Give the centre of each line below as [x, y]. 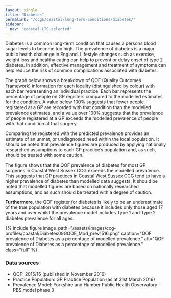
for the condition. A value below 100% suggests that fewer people [75, 102]
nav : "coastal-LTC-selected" [41, 29]
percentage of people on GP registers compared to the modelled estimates [84, 97]
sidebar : [15, 24]
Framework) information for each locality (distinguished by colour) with [80, 86]
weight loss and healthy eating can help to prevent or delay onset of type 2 [84, 60]
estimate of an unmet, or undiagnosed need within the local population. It [82, 139]
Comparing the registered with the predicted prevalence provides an [77, 133]
